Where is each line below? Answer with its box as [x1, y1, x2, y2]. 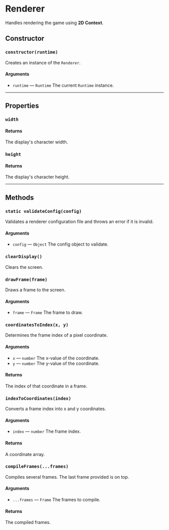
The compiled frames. [5, 519, 51, 525]
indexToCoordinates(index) [5, 396, 71, 401]
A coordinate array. [5, 451, 45, 457]
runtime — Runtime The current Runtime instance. [12, 82, 114, 88]
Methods [5, 193, 34, 202]
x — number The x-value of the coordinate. [12, 355, 100, 361]
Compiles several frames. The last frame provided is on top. [5, 474, 129, 480]
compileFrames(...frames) [5, 464, 69, 470]
